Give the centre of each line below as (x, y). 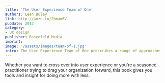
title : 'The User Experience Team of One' (49, 10)
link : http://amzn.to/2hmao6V (36, 19)
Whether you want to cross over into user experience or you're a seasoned (81, 65)
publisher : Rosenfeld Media (34, 37)
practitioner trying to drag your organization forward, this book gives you (79, 70)
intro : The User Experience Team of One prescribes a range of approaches (83, 51)
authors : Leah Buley (26, 14)
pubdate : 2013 (20, 23)
